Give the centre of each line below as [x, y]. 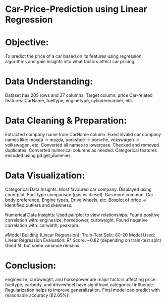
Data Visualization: [45, 176]
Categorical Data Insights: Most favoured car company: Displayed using [79, 189]
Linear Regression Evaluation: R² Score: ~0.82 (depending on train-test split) [83, 240]
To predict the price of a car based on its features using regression [73, 56]
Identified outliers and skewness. [39, 205]
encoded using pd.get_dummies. [39, 155]
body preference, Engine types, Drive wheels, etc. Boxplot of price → [76, 200]
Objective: [27, 42]
